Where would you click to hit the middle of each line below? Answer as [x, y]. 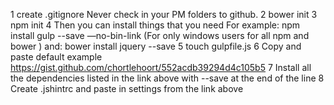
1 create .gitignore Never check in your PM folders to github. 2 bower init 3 [164, 14]
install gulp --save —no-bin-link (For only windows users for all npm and [160, 35]
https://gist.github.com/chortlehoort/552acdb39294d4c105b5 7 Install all [161, 67]
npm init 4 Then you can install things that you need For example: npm [155, 25]
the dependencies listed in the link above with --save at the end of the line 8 [167, 78]
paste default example [56, 57]
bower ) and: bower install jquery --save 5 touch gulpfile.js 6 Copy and [156, 46]
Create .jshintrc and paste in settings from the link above [127, 88]
